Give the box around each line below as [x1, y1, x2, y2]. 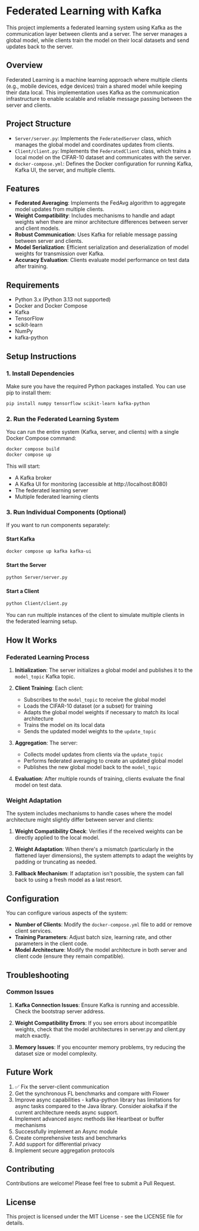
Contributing [6, 1164, 55, 1174]
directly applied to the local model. [14, 834, 100, 841]
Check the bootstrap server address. [14, 1007, 105, 1015]
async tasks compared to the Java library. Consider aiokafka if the [14, 1102, 178, 1109]
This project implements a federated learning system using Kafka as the [6, 24, 182, 31]
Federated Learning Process [6, 653, 90, 661]
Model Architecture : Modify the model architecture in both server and [14, 946, 187, 954]
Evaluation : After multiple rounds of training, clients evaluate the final [14, 775, 185, 782]
